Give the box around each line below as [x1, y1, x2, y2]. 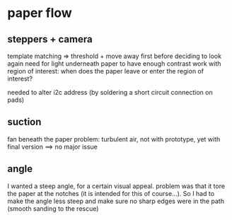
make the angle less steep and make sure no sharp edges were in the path [7, 197, 225, 205]
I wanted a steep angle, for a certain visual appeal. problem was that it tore [7, 182, 225, 190]
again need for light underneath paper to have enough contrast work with [7, 59, 221, 68]
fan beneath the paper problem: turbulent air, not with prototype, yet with [7, 134, 221, 143]
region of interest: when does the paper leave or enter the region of [7, 67, 204, 75]
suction [7, 116, 42, 128]
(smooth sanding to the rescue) [7, 204, 99, 213]
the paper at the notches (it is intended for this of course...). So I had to [7, 189, 214, 197]
